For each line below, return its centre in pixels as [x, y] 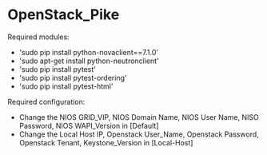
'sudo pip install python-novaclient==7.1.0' [89, 52]
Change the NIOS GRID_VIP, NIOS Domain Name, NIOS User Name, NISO [139, 117]
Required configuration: [46, 101]
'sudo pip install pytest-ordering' [73, 77]
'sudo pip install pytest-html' [66, 86]
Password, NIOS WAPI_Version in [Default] [89, 125]
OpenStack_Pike [64, 15]
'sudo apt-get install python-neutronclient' [89, 61]
